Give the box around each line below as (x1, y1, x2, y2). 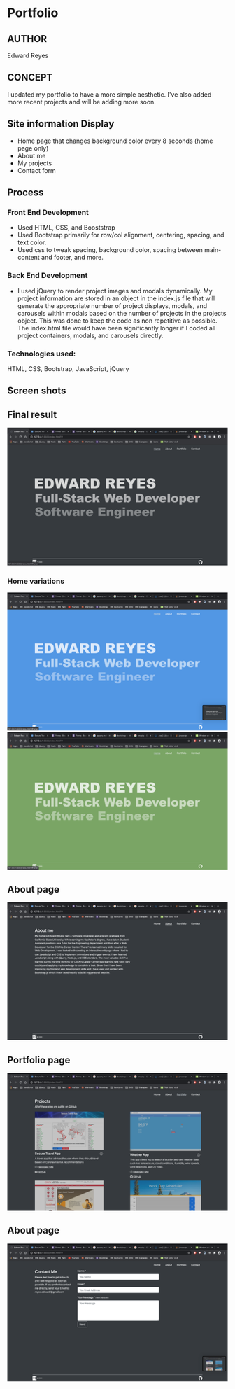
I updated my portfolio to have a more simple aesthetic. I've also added (7, 90, 212, 99)
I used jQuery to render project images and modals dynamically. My (17, 286, 213, 295)
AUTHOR (7, 33, 48, 45)
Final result (7, 408, 57, 421)
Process (7, 187, 44, 199)
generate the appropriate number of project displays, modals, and (17, 301, 208, 309)
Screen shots (7, 385, 66, 397)
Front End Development (7, 207, 90, 217)
